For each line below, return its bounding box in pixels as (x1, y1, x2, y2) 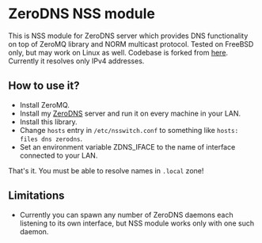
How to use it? (8, 79, 80, 93)
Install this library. (19, 116, 78, 127)
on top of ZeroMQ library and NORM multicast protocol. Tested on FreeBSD (8, 39, 254, 48)
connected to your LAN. (19, 150, 98, 160)
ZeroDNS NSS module (8, 5, 156, 23)
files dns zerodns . (19, 134, 83, 143)
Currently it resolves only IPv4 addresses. (8, 56, 145, 66)
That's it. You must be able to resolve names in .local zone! (8, 165, 204, 175)
